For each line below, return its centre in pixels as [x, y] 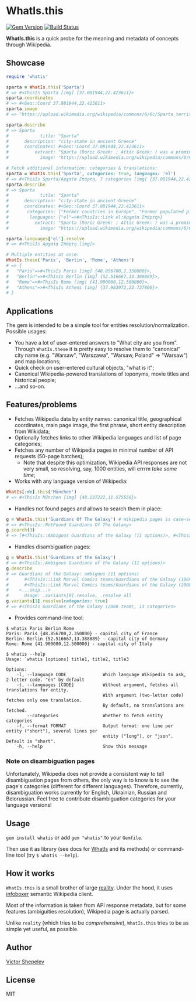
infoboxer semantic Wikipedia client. [50, 894]
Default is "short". [31, 741]
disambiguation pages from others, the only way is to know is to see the [92, 780]
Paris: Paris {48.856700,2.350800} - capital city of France [82, 633]
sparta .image [22, 109]
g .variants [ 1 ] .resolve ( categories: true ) [57, 601]
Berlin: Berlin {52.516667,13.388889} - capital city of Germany [87, 639]
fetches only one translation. [44, 700]
